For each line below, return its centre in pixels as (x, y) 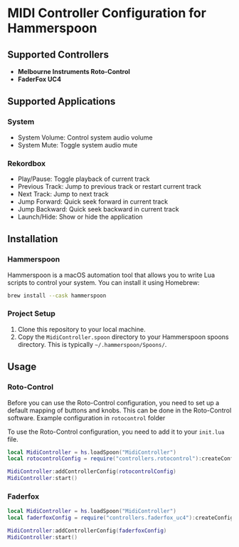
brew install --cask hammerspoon (57, 296)
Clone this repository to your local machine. (81, 329)
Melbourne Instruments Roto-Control (74, 72)
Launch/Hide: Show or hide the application (80, 217)
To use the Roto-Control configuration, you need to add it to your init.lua (116, 432)
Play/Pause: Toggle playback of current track (84, 179)
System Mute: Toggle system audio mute (78, 145)
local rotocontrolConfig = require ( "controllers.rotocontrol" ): (105, 459)
